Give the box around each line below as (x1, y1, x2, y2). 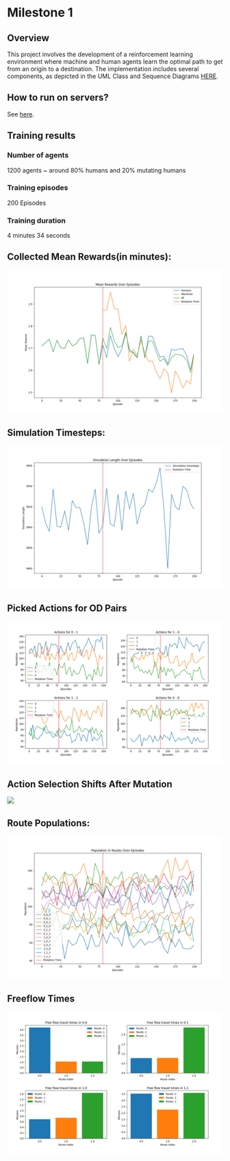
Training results (7, 130, 76, 142)
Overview (7, 32, 50, 44)
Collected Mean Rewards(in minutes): (7, 251, 172, 263)
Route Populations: (7, 817, 90, 829)
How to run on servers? (7, 92, 109, 103)
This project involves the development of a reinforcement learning (7, 50, 194, 58)
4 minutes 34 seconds (7, 232, 71, 240)
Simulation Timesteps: (7, 427, 106, 438)
